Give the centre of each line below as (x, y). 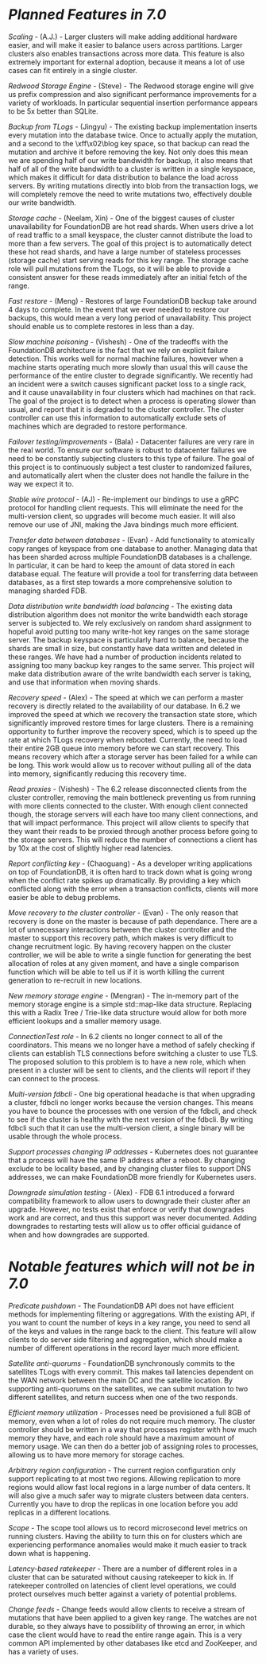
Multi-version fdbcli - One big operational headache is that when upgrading (132, 1094)
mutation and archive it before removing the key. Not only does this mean (128, 152)
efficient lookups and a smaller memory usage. (85, 1021)
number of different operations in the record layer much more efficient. (124, 1348)
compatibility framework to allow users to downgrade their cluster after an (129, 1200)
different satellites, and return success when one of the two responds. (123, 1397)
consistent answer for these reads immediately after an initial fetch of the (128, 277)
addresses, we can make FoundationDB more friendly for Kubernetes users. (132, 1177)
